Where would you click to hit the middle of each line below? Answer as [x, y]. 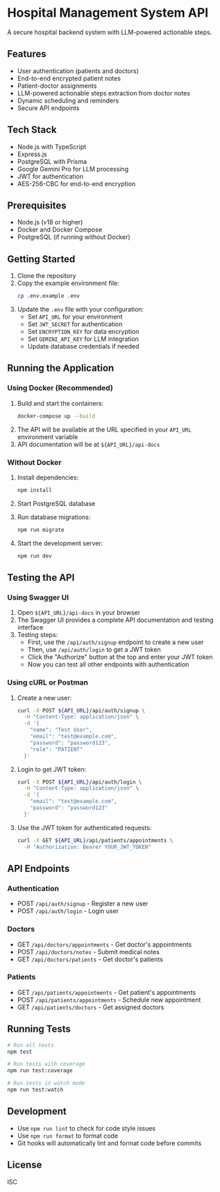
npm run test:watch [35, 1090]
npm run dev [34, 556]
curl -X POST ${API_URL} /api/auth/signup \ [81, 710]
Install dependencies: [48, 477]
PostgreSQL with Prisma [52, 161]
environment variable [48, 436]
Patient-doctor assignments [57, 86]
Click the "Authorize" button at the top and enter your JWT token [120, 657]
